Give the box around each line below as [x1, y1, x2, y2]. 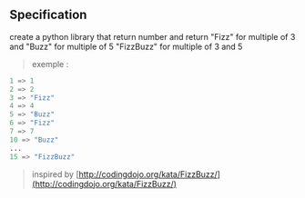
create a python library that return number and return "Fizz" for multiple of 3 [9, 31, 296, 42]
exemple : [31, 58, 69, 69]
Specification [9, 7, 87, 23]
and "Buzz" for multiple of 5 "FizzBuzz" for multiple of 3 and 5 [9, 41, 243, 52]
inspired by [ [31, 168, 79, 180]
